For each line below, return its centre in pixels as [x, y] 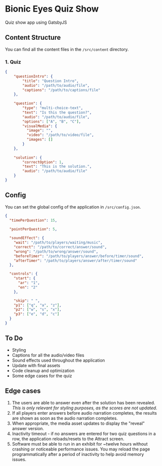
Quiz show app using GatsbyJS [36, 22]
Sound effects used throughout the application [59, 360]
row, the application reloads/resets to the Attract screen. [68, 439]
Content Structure [33, 38]
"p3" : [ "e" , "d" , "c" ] [37, 314]
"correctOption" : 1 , [43, 162]
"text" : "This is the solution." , [57, 167]
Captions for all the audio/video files [48, 355]
